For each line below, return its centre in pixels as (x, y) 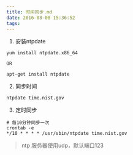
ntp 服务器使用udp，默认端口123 (63, 146)
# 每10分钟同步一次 (28, 123)
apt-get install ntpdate (38, 74)
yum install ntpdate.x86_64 (42, 53)
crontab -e (20, 128)
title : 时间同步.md (29, 12)
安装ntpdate (30, 41)
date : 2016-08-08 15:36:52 (41, 18)
